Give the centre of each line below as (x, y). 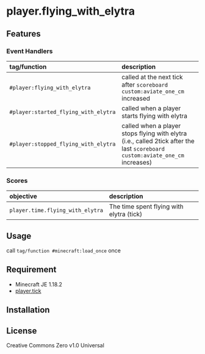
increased (136, 98)
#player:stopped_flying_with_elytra (63, 144)
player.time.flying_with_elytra (56, 211)
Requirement (31, 270)
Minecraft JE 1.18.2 (39, 284)
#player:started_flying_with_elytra (63, 112)
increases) (137, 162)
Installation (28, 310)
